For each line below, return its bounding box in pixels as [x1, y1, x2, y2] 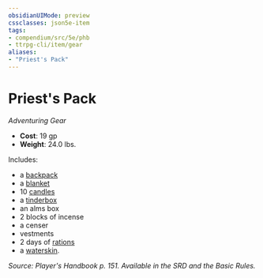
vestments [19, 228, 54, 238]
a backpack [19, 170, 58, 179]
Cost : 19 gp [19, 131, 58, 141]
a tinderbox [19, 195, 58, 205]
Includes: [8, 155, 38, 164]
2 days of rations [19, 237, 75, 246]
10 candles [19, 186, 55, 196]
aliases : [8, 48, 37, 56]
